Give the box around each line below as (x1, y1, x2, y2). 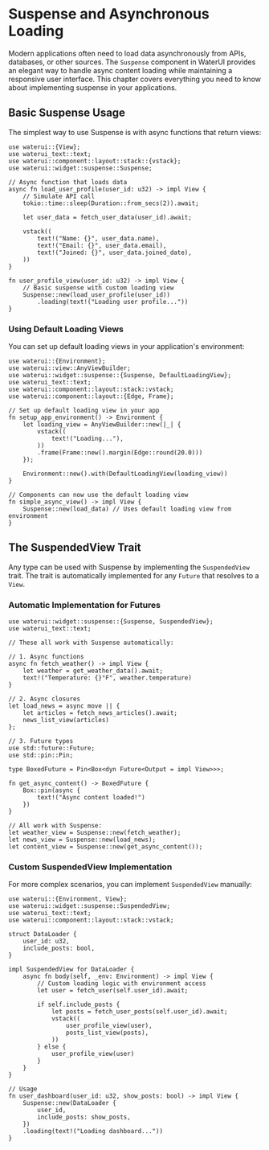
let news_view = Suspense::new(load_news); (8, 836, 157, 844)
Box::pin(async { (22, 787, 81, 795)
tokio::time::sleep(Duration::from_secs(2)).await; (22, 199, 199, 207)
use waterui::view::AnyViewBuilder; (8, 364, 131, 372)
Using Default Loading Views (8, 323, 124, 335)
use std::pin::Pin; (8, 751, 74, 760)
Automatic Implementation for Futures (8, 599, 161, 610)
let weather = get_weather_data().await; (22, 667, 163, 676)
